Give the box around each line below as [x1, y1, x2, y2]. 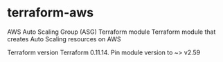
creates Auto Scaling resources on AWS [7, 34, 121, 43]
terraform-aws [7, 5, 94, 21]
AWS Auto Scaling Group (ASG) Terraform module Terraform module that [7, 28, 216, 36]
